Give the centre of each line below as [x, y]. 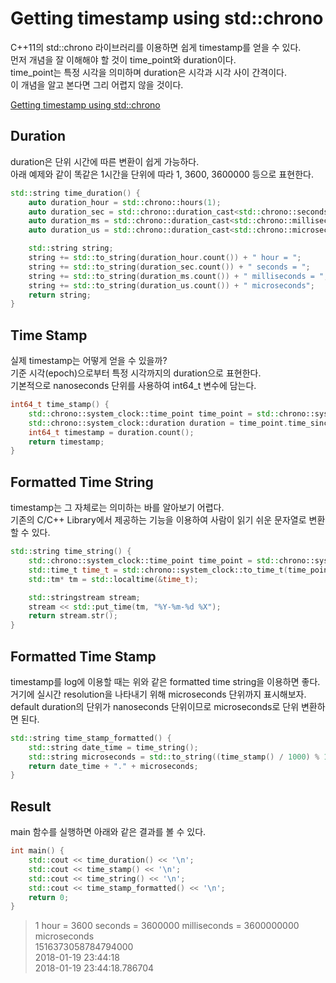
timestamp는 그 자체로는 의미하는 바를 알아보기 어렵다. [117, 508]
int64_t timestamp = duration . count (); [111, 432]
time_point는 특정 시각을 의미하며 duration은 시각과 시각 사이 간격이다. [148, 72]
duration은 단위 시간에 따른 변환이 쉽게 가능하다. [105, 161]
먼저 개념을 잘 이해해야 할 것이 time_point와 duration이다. [123, 59]
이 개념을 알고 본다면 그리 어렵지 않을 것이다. [97, 84]
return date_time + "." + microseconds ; [113, 766]
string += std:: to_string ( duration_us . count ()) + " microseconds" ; [171, 285]
